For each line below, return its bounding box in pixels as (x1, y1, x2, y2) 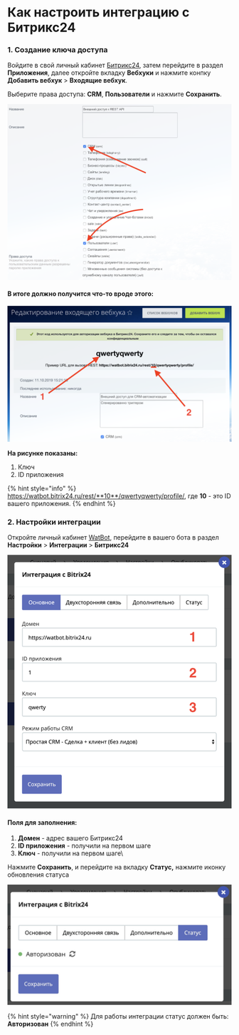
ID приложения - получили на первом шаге (17, 842, 152, 850)
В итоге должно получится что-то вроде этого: (7, 289, 154, 298)
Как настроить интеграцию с (7, 4, 190, 21)
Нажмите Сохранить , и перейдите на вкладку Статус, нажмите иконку (7, 863, 226, 872)
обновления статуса (7, 870, 70, 879)
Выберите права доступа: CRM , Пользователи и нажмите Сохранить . (7, 90, 222, 98)
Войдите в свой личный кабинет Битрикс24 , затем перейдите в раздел (7, 61, 224, 70)
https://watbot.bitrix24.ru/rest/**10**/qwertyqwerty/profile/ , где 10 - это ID (7, 491, 231, 500)
